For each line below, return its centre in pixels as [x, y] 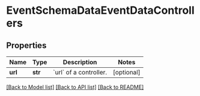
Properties [26, 45]
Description [80, 62]
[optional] [127, 72]
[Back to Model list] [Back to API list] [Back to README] [75, 87]
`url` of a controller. [80, 72]
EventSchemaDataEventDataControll [100, 10]
